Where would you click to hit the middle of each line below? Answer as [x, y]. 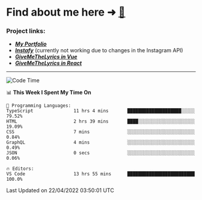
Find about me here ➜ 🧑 [66, 12]
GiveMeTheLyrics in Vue [46, 57]
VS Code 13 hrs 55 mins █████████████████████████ [101, 174]
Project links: [26, 31]
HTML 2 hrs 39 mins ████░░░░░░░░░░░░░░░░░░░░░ [101, 122]
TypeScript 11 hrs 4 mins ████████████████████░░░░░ [101, 111]
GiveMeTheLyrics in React [48, 63]
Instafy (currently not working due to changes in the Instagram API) [99, 50]
